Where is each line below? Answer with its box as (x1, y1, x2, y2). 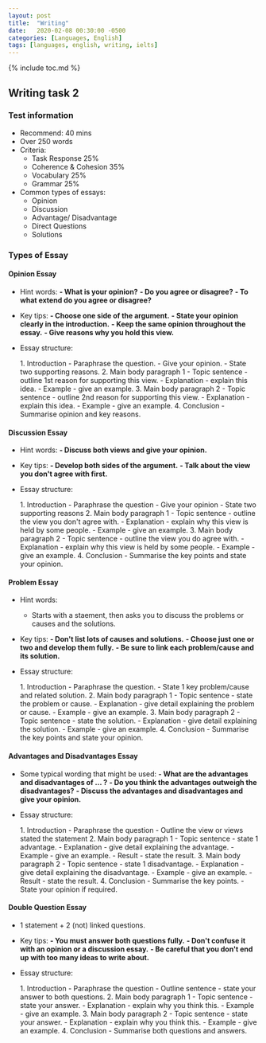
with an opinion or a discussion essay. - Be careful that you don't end (19, 944, 253, 954)
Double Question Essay (8, 903, 87, 912)
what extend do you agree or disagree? (19, 295, 152, 305)
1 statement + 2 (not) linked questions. (19, 920, 145, 930)
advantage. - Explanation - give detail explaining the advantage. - (19, 842, 234, 852)
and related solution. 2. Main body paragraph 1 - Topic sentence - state (19, 690, 253, 701)
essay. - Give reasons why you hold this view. (19, 327, 175, 337)
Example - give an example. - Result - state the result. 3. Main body (19, 850, 241, 860)
